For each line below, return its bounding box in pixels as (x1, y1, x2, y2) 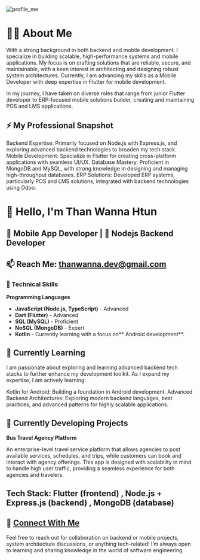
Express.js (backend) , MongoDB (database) (6, 498, 174, 508)
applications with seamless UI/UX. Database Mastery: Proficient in (6, 159, 169, 166)
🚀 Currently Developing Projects (6, 418, 128, 428)
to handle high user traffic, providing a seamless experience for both (6, 464, 175, 472)
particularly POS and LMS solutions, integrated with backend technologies (6, 177, 189, 185)
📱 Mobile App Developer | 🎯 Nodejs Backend (6, 229, 174, 239)
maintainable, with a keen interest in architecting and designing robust (6, 65, 179, 72)
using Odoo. (6, 184, 36, 191)
